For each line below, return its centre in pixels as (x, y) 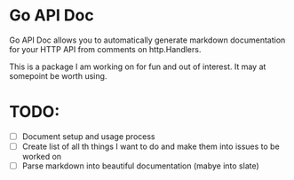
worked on (42, 157)
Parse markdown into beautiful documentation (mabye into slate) (140, 166)
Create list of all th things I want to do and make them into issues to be (151, 146)
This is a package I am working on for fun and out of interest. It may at (138, 67)
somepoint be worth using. (58, 75)
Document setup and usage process (88, 136)
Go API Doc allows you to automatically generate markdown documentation (147, 40)
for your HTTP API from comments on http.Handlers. (105, 49)
